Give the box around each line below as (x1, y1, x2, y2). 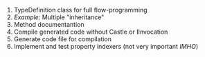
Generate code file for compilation (13, 35, 112, 43)
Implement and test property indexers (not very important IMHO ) (13, 43, 199, 50)
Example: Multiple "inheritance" (13, 13, 105, 21)
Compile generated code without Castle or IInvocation (13, 27, 168, 36)
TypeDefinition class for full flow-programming (13, 6, 148, 14)
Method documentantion (13, 21, 84, 28)
